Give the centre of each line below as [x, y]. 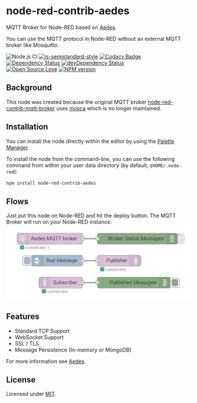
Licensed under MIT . [31, 394]
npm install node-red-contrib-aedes [51, 183]
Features [23, 317]
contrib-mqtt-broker [31, 108]
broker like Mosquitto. [33, 45]
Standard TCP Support [42, 331]
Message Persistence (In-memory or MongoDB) [73, 350]
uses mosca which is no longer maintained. [109, 108]
